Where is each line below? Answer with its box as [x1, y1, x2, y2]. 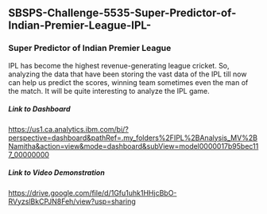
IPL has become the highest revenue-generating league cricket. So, [8, 60, 230, 70]
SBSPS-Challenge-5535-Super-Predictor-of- [8, 6, 237, 20]
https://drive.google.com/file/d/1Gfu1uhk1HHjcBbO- [8, 188, 177, 197]
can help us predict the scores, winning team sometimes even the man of [8, 77, 249, 87]
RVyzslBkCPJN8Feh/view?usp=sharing [8, 196, 137, 206]
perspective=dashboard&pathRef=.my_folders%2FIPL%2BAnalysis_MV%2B [8, 133, 258, 142]
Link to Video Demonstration [8, 168, 105, 177]
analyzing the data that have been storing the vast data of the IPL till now [8, 69, 247, 79]
